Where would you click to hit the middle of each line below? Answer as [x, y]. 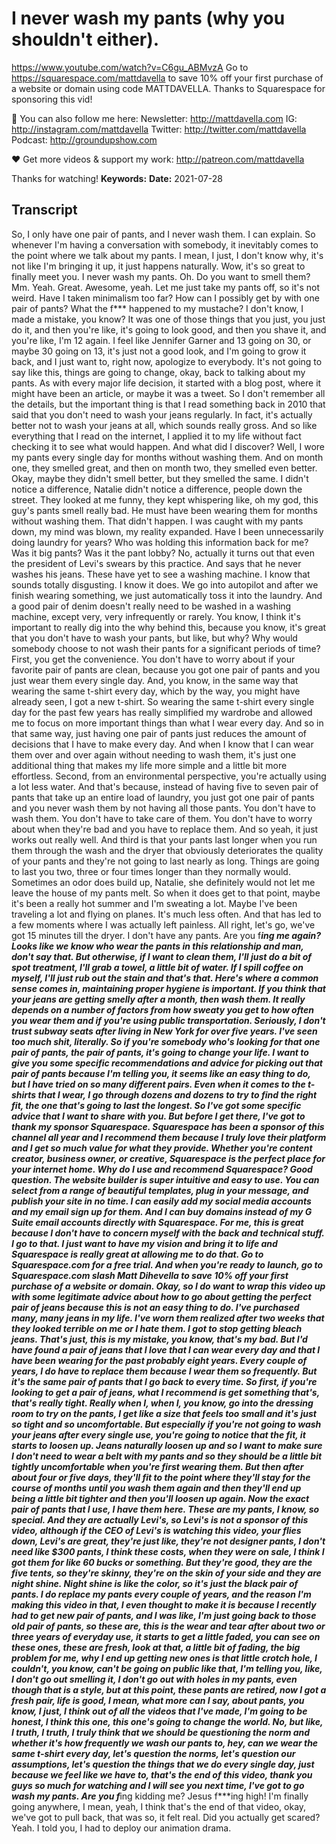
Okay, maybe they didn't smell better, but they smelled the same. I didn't [160, 478]
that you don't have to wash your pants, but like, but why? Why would [154, 638]
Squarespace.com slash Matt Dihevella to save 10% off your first [150, 1275]
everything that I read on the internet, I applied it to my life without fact [156, 436]
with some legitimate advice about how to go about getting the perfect [161, 1296]
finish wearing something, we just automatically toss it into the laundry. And [167, 595]
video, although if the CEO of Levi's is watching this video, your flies [156, 1530]
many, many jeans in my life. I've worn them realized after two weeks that [168, 1318]
